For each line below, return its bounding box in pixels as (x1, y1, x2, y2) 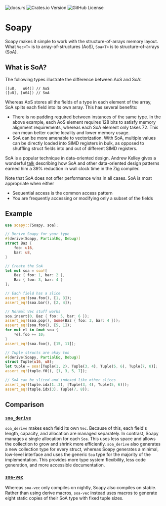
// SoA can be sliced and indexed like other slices (5, 378, 116, 383)
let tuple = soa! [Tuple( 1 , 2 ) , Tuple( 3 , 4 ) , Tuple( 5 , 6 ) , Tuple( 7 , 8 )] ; (5, 364, 158, 369)
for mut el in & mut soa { (5, 327, 58, 333)
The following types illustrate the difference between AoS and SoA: (5, 76, 142, 82)
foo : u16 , (14, 246, 35, 251)
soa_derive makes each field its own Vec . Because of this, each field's (5, 425, 147, 431)
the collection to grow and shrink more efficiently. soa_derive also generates (5, 441, 161, 447)
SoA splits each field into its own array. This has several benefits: (5, 104, 137, 110)
